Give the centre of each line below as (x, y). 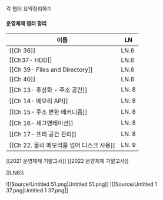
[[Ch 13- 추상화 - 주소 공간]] (48, 90)
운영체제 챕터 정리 (26, 23)
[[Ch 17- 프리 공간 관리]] (43, 135)
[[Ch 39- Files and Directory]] (51, 70)
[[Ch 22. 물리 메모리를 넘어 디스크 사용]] (62, 145)
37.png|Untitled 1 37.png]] (37, 191)
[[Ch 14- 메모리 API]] (39, 101)
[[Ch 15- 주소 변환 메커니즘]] (48, 112)
